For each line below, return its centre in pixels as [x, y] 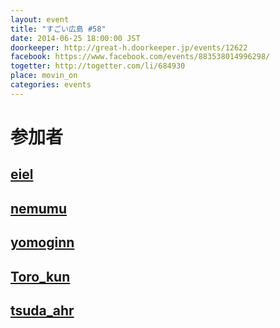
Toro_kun [40, 276]
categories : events [51, 85]
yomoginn [42, 242]
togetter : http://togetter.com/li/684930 [98, 66]
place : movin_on [44, 76]
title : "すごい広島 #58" [58, 29]
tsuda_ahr [42, 310]
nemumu [39, 208]
